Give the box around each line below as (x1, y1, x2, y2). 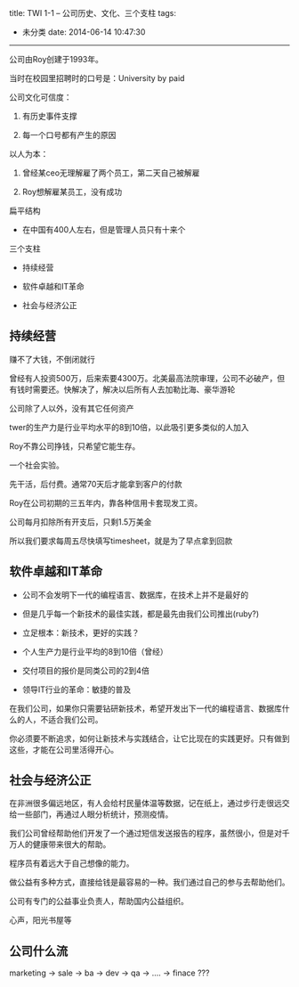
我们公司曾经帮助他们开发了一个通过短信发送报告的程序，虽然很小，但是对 (9, 828, 282, 839)
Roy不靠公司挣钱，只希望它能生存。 (9, 440, 141, 452)
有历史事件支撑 (21, 110, 77, 121)
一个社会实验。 (9, 460, 64, 470)
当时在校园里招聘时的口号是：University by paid (9, 73, 185, 83)
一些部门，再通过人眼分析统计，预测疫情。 (16, 809, 174, 820)
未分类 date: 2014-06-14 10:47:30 (21, 27, 146, 37)
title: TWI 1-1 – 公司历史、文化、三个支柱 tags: (9, 8, 176, 18)
